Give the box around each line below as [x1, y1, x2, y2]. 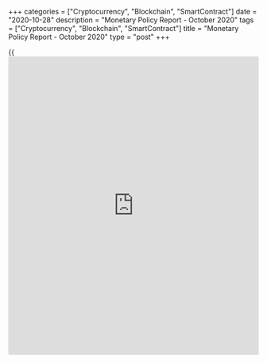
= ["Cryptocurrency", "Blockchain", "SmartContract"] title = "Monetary [8, 24, 239, 33]
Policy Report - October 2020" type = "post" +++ [8, 32, 170, 41]
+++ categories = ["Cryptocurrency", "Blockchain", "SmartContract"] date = [8, 7, 257, 16]
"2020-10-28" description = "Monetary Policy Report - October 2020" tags [8, 15, 254, 25]
